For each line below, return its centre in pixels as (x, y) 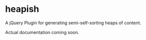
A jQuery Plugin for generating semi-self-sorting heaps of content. (73, 23)
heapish (22, 9)
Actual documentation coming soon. (42, 32)
